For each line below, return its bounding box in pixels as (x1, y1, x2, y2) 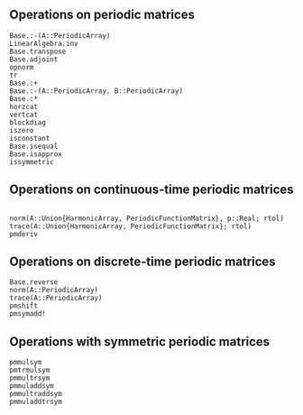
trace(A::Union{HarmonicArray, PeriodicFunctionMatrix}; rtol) (9, 221, 252, 231)
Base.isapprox (9, 149, 63, 159)
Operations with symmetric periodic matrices (9, 334, 271, 349)
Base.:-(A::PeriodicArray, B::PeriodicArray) (9, 86, 183, 96)
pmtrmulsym (9, 365, 50, 375)
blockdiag (9, 117, 47, 127)
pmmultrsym (9, 373, 50, 383)
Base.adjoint (9, 54, 59, 64)
